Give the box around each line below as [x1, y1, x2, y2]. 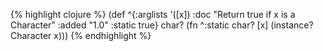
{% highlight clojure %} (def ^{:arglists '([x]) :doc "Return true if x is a [10, 9, 296, 20]
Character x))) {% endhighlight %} [10, 30, 152, 41]
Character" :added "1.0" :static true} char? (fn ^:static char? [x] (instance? [10, 19, 314, 31]
